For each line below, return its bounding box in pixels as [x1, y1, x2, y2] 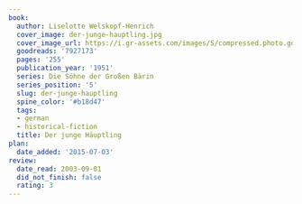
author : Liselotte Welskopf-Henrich [16, 22, 154, 31]
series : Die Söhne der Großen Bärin [16, 72, 154, 81]
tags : [16, 106, 38, 115]
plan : [8, 139, 29, 148]
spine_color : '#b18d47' [16, 97, 105, 107]
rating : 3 [16, 181, 53, 190]
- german [16, 114, 50, 123]
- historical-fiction [16, 123, 98, 132]
